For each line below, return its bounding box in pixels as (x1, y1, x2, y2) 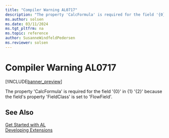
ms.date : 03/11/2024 (5, 21, 49, 27)
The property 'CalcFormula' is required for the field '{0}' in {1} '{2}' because (5, 88, 162, 94)
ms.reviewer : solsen (5, 40, 49, 45)
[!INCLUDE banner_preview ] (5, 79, 63, 85)
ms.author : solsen (5, 17, 44, 22)
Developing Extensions (5, 127, 53, 133)
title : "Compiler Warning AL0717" (5, 7, 78, 13)
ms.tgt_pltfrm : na (5, 26, 44, 31)
